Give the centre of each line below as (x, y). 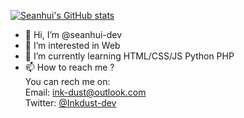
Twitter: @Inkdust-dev (70, 103)
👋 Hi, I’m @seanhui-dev (73, 34)
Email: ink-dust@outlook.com (85, 92)
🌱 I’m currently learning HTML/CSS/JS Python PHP (129, 56)
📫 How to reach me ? (69, 67)
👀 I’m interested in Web (72, 45)
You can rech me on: (67, 81)
